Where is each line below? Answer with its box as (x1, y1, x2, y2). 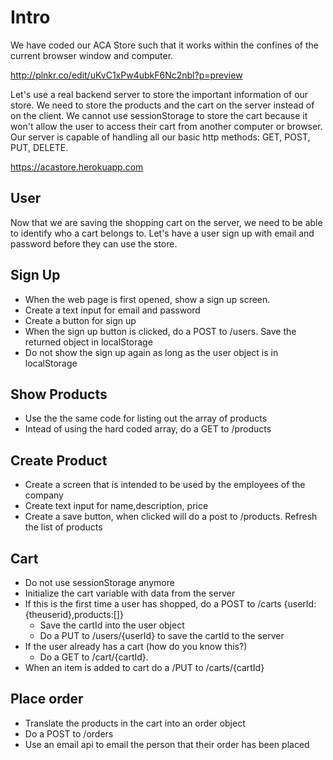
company (24, 489, 64, 501)
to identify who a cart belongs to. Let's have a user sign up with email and (10, 227, 315, 239)
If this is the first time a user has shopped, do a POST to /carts (24, 598, 282, 610)
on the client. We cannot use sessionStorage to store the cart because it (10, 109, 308, 121)
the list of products (24, 521, 103, 533)
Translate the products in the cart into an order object (24, 717, 246, 729)
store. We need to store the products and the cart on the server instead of (10, 99, 315, 111)
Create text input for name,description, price (24, 500, 209, 512)
